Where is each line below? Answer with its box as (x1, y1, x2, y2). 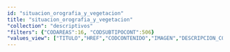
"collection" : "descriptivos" (7, 22, 94, 29)
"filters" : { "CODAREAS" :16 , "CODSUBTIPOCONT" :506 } (7, 28, 155, 36)
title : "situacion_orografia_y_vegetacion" (7, 16, 133, 23)
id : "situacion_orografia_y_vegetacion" (7, 9, 125, 17)
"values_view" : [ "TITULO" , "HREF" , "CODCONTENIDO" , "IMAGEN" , (7, 35, 179, 42)
